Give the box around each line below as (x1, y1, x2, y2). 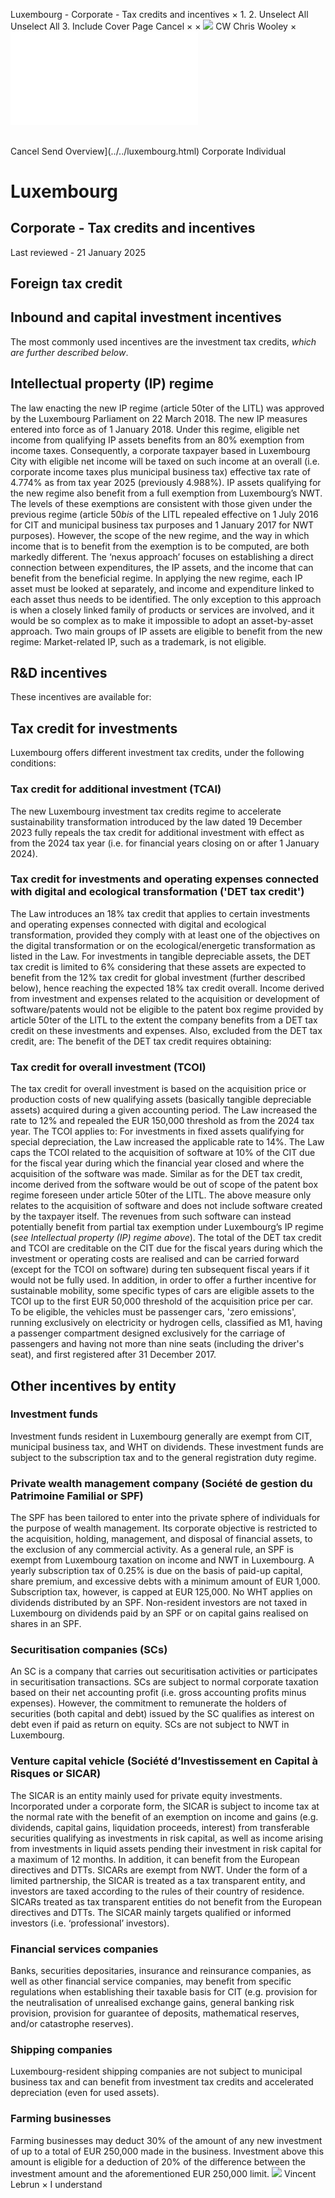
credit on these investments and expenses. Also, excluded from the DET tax (10, 1024, 323, 1036)
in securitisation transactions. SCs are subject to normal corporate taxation (10, 1676, 319, 1688)
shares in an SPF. (10, 1618, 82, 1630)
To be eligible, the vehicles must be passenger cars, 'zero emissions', (10, 1306, 297, 1318)
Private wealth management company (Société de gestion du (10, 1476, 313, 1490)
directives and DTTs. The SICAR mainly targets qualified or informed (10, 1906, 292, 1918)
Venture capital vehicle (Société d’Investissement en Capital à (10, 1754, 318, 1768)
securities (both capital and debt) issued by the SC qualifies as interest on (10, 1708, 315, 1720)
